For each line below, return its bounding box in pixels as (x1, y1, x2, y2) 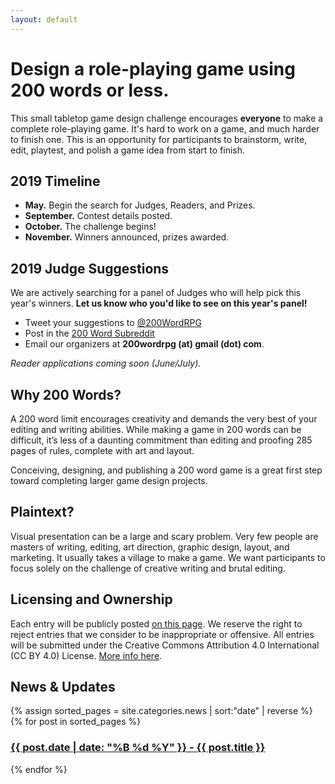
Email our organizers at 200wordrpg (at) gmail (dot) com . (24, 338, 265, 350)
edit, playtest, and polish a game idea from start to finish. (10, 144, 246, 156)
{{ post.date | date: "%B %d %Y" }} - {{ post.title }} (10, 741, 266, 755)
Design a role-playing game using (10, 57, 296, 80)
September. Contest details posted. (24, 210, 173, 222)
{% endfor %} (10, 763, 68, 775)
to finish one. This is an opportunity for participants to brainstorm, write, (10, 133, 308, 145)
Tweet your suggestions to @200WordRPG (24, 317, 202, 329)
